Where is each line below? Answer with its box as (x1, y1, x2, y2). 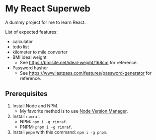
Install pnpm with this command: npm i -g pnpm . (12, 129, 108, 135)
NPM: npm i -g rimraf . (19, 118, 68, 124)
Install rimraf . (12, 113, 41, 119)
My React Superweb (5, 3, 90, 14)
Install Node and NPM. (12, 102, 59, 109)
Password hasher (12, 65, 48, 71)
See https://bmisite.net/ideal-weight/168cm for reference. (19, 59, 138, 65)
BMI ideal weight (12, 54, 47, 60)
